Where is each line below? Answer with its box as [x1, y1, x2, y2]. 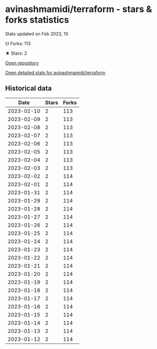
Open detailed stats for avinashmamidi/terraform [5, 69, 106, 76]
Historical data [5, 84, 52, 93]
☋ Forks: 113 [5, 40, 31, 46]
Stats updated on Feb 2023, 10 [5, 31, 68, 37]
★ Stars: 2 [5, 50, 27, 56]
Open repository [5, 60, 39, 66]
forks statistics [5, 14, 69, 26]
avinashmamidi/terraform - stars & [5, 4, 152, 15]
